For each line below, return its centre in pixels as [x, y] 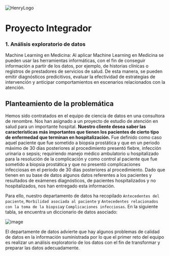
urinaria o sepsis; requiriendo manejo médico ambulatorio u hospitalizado [82, 154]
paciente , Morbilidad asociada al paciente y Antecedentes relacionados [82, 201]
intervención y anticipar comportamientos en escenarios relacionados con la [85, 82]
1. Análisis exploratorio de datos [45, 44]
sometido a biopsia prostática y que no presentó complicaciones [73, 165]
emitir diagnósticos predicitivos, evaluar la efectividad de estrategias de [80, 77]
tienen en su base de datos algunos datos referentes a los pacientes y [79, 175]
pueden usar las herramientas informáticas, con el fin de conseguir [75, 60]
